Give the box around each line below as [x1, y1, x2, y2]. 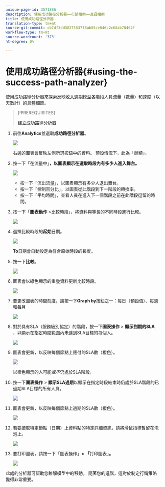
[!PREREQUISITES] [17, 109, 55, 115]
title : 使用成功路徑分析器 [5, 16, 54, 21]
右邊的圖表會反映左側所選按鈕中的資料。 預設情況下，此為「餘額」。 [12, 150, 149, 156]
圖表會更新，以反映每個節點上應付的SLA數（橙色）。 [12, 349, 118, 355]
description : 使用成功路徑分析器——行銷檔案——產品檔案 [5, 12, 105, 17]
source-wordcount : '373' [5, 35, 56, 40]
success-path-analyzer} [5, 77, 108, 88]
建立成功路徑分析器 [17, 120, 57, 126]
